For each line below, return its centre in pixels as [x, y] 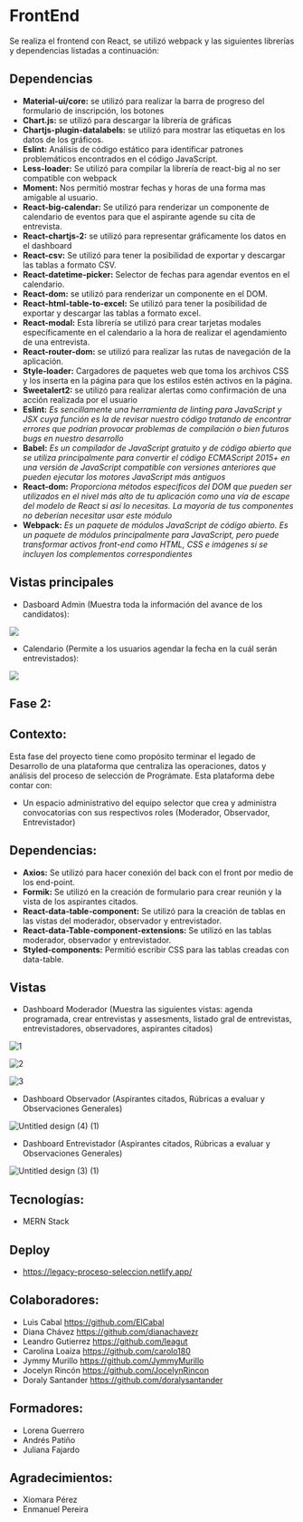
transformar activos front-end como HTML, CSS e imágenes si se [145, 544]
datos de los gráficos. [63, 139]
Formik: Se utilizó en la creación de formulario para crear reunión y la [152, 892]
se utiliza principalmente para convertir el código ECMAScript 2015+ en [156, 457]
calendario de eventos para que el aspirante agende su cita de [139, 216]
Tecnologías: [47, 1200]
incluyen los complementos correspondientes [107, 553]
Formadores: [47, 1408]
